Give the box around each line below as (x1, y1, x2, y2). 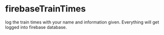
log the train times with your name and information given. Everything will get (5, 19, 160, 25)
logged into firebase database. (5, 24, 67, 30)
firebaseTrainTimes (5, 3, 86, 14)
